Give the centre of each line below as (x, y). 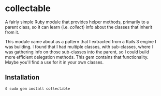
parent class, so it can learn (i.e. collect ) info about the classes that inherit (79, 27)
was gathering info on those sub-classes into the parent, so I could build (77, 52)
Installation (22, 77)
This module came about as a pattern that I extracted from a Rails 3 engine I (80, 41)
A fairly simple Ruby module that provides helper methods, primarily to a (77, 22)
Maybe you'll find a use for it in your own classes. (54, 62)
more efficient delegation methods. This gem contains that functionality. (77, 57)
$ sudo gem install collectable (37, 88)
